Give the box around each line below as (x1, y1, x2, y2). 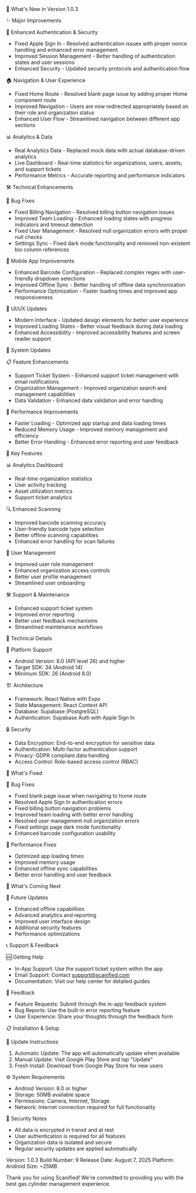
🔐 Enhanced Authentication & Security (6, 29, 98, 35)
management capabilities (14, 391, 75, 398)
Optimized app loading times (14, 852, 84, 859)
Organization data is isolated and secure (14, 1139, 112, 1145)
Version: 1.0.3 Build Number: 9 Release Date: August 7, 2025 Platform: (6, 1157, 174, 1163)
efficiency (14, 432, 39, 439)
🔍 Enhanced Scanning (6, 506, 61, 512)
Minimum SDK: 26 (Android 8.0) (14, 670, 92, 677)
